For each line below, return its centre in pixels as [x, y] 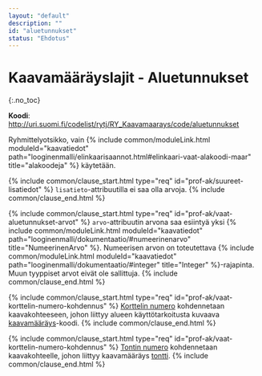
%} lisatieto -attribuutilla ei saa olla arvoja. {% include [134, 190]
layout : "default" [39, 16]
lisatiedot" [25, 190]
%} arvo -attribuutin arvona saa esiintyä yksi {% [158, 223]
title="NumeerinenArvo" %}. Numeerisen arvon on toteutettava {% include [131, 248]
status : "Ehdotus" [39, 38]
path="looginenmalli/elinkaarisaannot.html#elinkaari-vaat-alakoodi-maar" [130, 157]
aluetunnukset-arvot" [43, 223]
